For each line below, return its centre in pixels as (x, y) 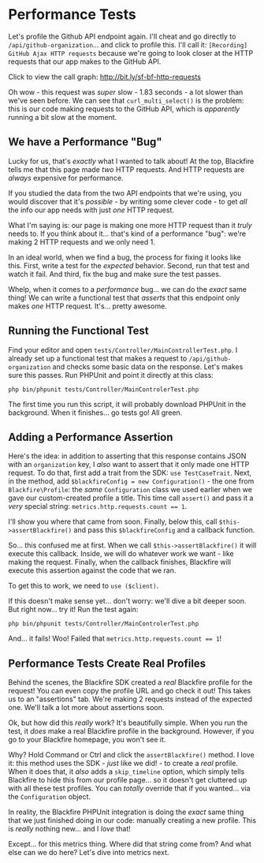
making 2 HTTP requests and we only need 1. (82, 241)
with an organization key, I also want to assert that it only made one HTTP (129, 465)
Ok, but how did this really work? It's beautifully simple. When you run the (128, 723)
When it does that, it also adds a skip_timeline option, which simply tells (126, 771)
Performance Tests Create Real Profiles (107, 663)
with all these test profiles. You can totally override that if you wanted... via (129, 788)
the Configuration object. (50, 797)
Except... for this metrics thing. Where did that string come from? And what (130, 844)
